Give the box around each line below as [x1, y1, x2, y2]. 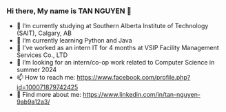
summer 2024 [16, 65, 57, 74]
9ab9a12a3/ [16, 98, 50, 106]
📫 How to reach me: [16, 74, 76, 82]
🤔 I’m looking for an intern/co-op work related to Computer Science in [16, 58, 215, 67]
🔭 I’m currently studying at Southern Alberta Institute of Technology [16, 22, 209, 30]
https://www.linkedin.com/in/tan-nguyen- [83, 91, 201, 99]
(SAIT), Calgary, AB [16, 29, 72, 37]
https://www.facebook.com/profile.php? [76, 74, 191, 82]
